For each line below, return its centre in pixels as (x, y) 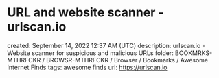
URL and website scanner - (85, 13)
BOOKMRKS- (194, 53)
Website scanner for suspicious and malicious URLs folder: (90, 53)
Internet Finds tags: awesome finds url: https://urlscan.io (87, 67)
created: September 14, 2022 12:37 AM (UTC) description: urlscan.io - (106, 45)
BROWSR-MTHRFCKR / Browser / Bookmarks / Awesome (127, 60)
